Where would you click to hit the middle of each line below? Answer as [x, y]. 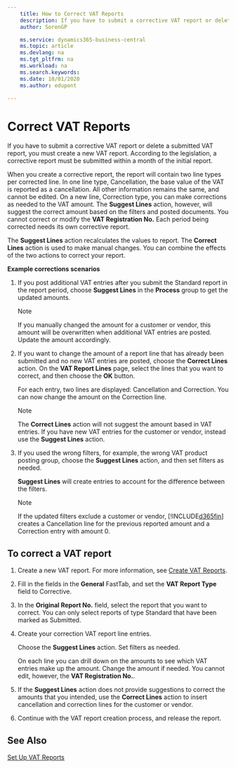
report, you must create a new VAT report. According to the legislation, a [112, 153]
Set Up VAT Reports [36, 757]
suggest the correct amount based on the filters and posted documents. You [118, 212]
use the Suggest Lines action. [61, 439]
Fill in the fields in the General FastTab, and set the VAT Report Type [117, 584]
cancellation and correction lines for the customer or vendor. [105, 705]
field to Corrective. [45, 591]
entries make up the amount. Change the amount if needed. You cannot [121, 669]
